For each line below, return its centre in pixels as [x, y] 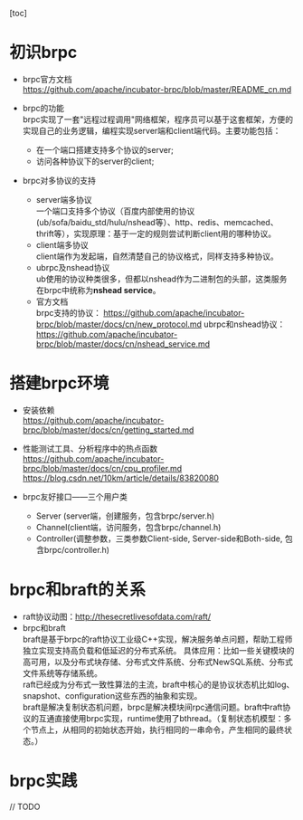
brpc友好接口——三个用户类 [75, 496]
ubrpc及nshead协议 [73, 267]
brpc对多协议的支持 [59, 180]
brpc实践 [43, 781]
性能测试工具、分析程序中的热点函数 [90, 448]
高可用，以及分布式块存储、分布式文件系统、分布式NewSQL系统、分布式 [158, 662]
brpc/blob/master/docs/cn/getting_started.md [108, 430]
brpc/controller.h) [77, 549]
